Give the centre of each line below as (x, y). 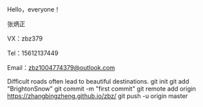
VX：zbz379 (25, 38)
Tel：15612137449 (33, 53)
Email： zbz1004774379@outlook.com (61, 68)
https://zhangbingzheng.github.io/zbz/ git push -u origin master (97, 96)
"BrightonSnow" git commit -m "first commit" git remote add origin (101, 88)
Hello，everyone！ (34, 9)
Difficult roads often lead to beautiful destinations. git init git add (98, 81)
